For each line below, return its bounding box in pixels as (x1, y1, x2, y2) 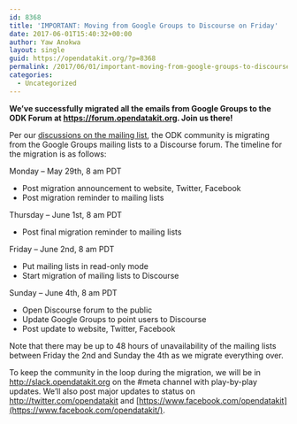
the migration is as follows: (9, 148, 107, 159)
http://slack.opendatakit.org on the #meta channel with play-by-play (9, 376, 258, 387)
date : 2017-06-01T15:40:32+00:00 (9, 29, 133, 38)
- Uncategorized (17, 79, 77, 88)
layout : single (9, 46, 65, 55)
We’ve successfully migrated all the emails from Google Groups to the (9, 103, 271, 113)
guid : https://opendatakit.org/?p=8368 (9, 54, 156, 63)
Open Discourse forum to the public (21, 305, 153, 315)
